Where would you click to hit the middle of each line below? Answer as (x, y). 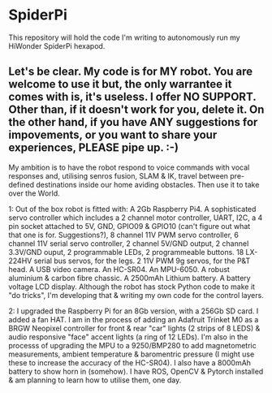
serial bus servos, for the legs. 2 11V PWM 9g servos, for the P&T (142, 261)
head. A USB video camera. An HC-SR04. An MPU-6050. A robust (119, 269)
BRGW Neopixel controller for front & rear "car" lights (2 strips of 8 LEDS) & (134, 328)
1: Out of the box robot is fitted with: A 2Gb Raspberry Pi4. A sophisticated (132, 209)
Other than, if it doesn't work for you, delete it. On (136, 110)
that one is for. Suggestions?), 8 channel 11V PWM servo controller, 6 (124, 235)
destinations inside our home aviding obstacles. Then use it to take (148, 184)
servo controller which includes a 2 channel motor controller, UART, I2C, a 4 (136, 218)
